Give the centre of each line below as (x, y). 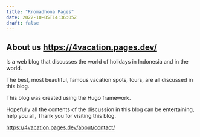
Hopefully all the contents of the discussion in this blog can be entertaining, (100, 109)
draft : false (23, 23)
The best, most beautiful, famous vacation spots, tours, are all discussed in (100, 80)
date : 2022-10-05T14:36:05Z (42, 17)
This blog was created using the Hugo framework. (69, 98)
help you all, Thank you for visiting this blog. (61, 116)
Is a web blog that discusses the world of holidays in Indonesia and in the (97, 62)
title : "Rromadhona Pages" (40, 12)
